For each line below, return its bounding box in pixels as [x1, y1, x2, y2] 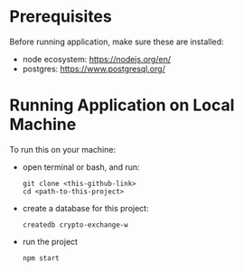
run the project [22, 236, 79, 247]
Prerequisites [9, 6, 113, 27]
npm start [22, 253, 61, 263]
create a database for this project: [22, 202, 149, 213]
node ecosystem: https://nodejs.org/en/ [22, 53, 172, 64]
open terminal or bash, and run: [22, 161, 140, 173]
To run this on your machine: [9, 144, 116, 155]
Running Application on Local [9, 95, 235, 116]
